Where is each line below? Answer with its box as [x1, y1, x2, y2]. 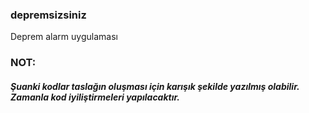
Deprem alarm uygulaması [10, 31, 118, 43]
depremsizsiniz [10, 8, 87, 22]
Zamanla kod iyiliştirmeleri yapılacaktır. [10, 91, 181, 103]
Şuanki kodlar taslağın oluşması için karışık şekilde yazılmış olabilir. [10, 80, 300, 92]
